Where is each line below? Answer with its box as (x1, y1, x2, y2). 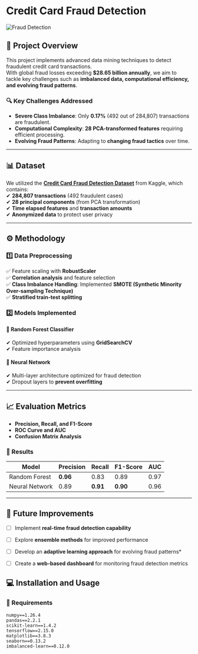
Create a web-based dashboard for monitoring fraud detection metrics (14, 559, 189, 567)
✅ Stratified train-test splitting (6, 294, 82, 301)
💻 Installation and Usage (6, 578, 100, 588)
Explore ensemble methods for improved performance (14, 536, 148, 543)
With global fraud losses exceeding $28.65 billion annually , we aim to (6, 69, 177, 76)
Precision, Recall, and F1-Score (14, 420, 93, 427)
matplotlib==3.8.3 (6, 633, 51, 639)
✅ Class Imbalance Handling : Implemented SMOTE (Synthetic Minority (6, 281, 182, 288)
